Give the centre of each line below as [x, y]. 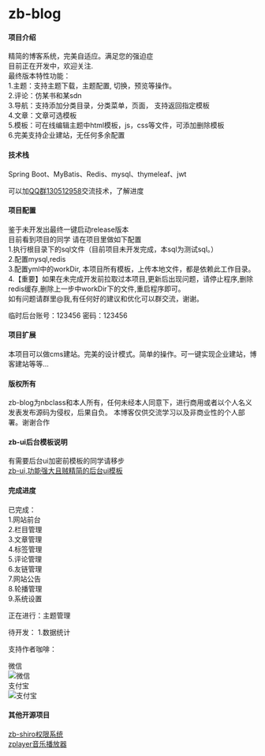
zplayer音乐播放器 [37, 743]
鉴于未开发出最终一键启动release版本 [69, 229]
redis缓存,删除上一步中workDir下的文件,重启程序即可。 [97, 289]
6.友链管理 [25, 569]
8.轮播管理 [25, 588]
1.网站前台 [24, 520]
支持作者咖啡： [32, 648]
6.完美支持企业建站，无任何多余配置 [67, 135]
